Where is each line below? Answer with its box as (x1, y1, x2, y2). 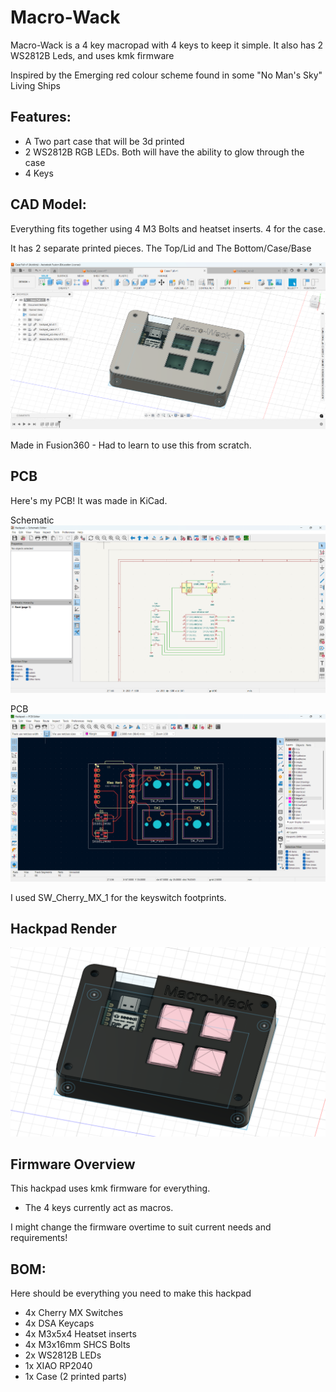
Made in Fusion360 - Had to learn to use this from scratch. (10, 439, 252, 451)
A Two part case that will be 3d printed (24, 135, 185, 147)
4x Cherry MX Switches (24, 1307, 124, 1319)
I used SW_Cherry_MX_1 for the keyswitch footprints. (10, 891, 227, 903)
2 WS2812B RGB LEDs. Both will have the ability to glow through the (24, 146, 305, 158)
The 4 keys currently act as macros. (24, 1202, 174, 1214)
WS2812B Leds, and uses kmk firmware (10, 49, 175, 61)
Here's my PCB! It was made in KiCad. (10, 494, 168, 506)
